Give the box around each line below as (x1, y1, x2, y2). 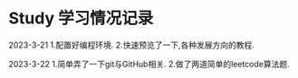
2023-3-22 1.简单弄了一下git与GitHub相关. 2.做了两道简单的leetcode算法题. (8, 58, 291, 69)
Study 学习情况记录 (8, 8, 154, 29)
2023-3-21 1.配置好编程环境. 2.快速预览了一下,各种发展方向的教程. (8, 39, 255, 50)
